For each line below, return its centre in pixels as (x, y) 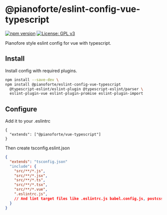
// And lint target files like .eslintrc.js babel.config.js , (80, 199)
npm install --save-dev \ (32, 80)
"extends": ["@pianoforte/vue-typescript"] (55, 135)
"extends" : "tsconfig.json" (39, 162)
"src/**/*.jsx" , (31, 176)
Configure (21, 109)
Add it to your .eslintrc (28, 121)
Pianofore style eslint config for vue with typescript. (58, 43)
